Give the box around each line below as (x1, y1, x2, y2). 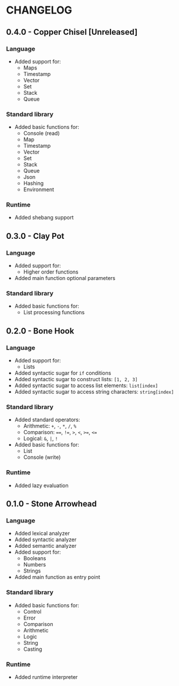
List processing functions (23, 309, 85, 316)
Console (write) (23, 454, 61, 461)
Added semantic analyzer (14, 542, 77, 550)
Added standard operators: (14, 416, 80, 424)
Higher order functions (23, 268, 79, 275)
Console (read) (23, 130, 60, 137)
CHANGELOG (6, 4, 72, 17)
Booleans (23, 555, 46, 562)
